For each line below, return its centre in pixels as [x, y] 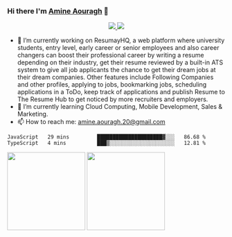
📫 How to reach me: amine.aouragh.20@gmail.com [91, 122]
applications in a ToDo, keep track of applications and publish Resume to [121, 92]
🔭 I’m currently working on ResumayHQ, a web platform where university [121, 40]
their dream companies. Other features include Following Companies [115, 77]
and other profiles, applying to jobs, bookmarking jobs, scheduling [112, 85]
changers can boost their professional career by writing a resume [110, 55]
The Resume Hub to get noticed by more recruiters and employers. [113, 99]
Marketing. [33, 114]
